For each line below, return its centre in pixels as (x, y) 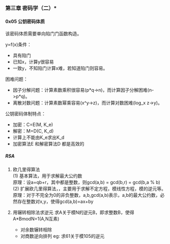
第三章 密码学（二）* (31, 8)
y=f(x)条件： (18, 45)
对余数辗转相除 (36, 230)
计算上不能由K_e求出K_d (39, 137)
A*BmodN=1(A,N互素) (36, 219)
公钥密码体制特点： (26, 114)
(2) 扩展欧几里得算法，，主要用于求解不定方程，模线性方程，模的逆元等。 (89, 189)
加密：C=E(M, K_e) (33, 125)
